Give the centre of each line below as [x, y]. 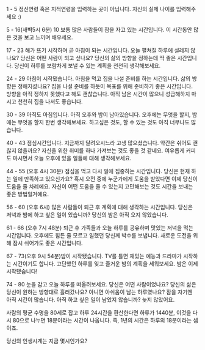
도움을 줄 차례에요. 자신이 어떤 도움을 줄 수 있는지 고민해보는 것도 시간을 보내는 [100, 186]
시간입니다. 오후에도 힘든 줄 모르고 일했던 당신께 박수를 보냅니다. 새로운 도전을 [99, 235]
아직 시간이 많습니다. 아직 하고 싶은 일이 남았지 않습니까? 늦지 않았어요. [91, 300]
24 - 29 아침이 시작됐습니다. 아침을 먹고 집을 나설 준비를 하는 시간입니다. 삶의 [99, 79]
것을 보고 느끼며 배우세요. [43, 37]
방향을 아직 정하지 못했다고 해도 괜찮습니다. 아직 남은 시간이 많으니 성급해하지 [98, 94]
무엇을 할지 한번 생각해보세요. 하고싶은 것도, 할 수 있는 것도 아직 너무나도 [104, 122]
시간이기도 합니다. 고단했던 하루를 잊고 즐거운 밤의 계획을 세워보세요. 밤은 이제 [105, 264]
